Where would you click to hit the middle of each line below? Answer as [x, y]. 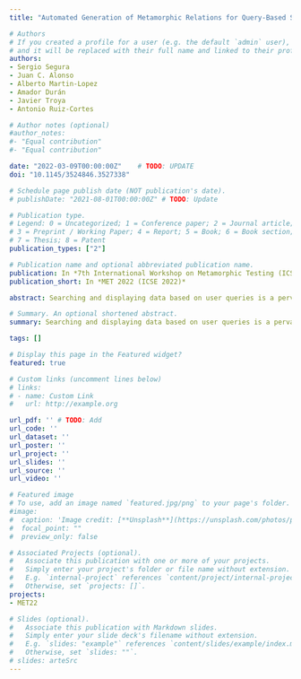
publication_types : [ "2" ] [57, 248]
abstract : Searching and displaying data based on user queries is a [142, 298]
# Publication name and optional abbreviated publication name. [132, 265]
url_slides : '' [38, 462]
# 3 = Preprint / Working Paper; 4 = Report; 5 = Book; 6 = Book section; [152, 232]
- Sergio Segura [39, 67]
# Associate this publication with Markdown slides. [114, 627]
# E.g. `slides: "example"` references [88, 644]
